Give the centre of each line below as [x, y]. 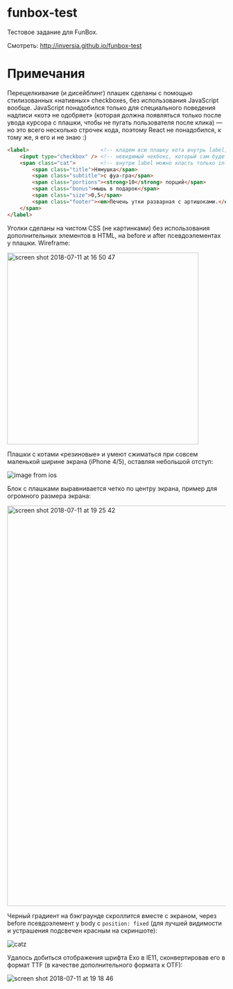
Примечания [46, 74]
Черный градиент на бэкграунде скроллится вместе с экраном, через [112, 915]
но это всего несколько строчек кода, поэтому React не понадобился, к [114, 129]
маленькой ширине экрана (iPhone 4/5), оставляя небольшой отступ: [110, 461]
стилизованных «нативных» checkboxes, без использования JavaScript [113, 100]
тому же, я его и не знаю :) [47, 137]
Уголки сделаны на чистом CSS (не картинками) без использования [109, 228]
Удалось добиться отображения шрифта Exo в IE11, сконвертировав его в [116, 957]
